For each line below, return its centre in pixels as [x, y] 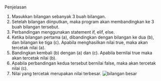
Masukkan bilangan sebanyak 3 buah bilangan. [59, 16]
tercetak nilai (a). [28, 48]
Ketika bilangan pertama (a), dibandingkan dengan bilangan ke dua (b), [83, 37]
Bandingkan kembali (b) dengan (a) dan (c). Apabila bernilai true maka [82, 53]
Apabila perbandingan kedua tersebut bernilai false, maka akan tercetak [84, 63]
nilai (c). [19, 68]
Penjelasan [16, 7]
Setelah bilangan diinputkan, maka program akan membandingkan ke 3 [83, 22]
